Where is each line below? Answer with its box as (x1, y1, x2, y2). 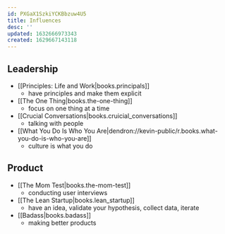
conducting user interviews (28, 188, 108, 197)
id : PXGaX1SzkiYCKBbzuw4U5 (7, 10, 87, 18)
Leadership (7, 63, 59, 75)
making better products (28, 218, 97, 227)
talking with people (28, 119, 84, 127)
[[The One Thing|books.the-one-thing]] (17, 96, 133, 105)
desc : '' (7, 23, 33, 30)
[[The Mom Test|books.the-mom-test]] (17, 181, 131, 189)
